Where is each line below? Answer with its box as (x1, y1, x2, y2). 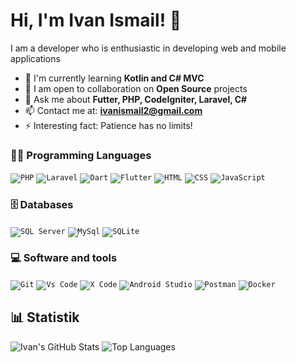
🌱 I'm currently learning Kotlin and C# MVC (24, 72, 205, 84)
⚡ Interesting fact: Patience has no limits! (24, 119, 193, 131)
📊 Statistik (10, 309, 80, 326)
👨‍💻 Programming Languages (10, 148, 152, 162)
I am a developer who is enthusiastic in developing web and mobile (10, 42, 287, 54)
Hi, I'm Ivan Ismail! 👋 (10, 9, 182, 32)
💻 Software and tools (10, 251, 118, 265)
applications (10, 52, 61, 64)
